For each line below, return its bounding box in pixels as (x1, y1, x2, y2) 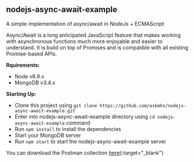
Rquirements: (6, 61, 40, 68)
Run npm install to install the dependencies (14, 125, 121, 132)
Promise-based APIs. (6, 50, 57, 57)
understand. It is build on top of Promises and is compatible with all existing (6, 44, 189, 51)
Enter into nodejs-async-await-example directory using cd (14, 113, 155, 120)
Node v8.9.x (14, 73, 45, 80)
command (66, 119, 91, 126)
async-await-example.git (14, 108, 76, 113)
